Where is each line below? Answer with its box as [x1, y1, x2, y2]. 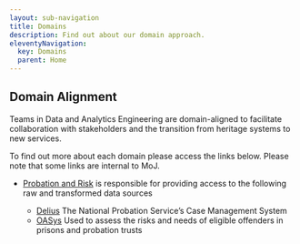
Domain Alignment [9, 89, 117, 105]
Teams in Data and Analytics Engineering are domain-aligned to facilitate [9, 113, 283, 124]
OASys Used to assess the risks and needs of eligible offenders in [35, 215, 284, 226]
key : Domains [17, 47, 67, 56]
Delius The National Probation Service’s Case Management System [35, 205, 288, 216]
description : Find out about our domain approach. [9, 30, 205, 39]
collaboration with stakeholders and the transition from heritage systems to [9, 123, 291, 134]
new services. [9, 133, 62, 144]
